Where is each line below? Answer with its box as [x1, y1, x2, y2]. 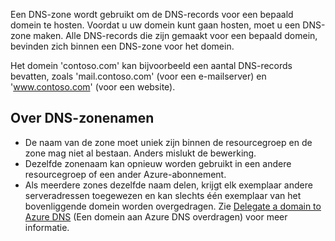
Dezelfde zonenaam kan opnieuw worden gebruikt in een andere [24, 157, 292, 169]
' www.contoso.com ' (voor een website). [10, 81, 176, 93]
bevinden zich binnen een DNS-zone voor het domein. [10, 40, 235, 52]
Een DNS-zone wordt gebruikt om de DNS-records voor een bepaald [10, 9, 294, 20]
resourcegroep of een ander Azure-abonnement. [24, 168, 227, 180]
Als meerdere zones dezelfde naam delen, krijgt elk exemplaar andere [24, 179, 313, 191]
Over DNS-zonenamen [10, 110, 155, 127]
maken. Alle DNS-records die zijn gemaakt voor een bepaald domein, [33, 30, 318, 41]
